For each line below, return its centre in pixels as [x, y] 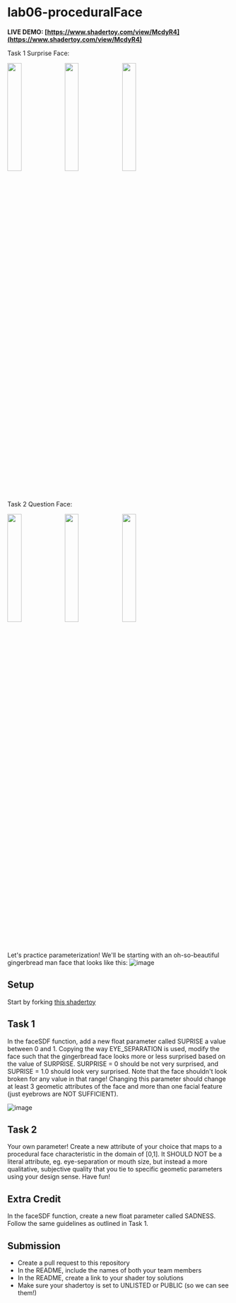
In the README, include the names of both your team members [110, 1270]
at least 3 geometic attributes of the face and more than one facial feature [115, 1086]
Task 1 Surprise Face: [39, 53]
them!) [27, 1293]
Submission [34, 1246]
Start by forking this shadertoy [52, 1002]
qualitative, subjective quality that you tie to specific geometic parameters [115, 1169]
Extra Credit [34, 1199]
